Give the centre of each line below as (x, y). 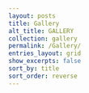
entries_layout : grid (45, 53)
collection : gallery (43, 38)
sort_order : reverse (43, 76)
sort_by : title (34, 69)
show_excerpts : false (45, 61)
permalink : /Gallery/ (45, 46)
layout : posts (32, 16)
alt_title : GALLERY (41, 31)
